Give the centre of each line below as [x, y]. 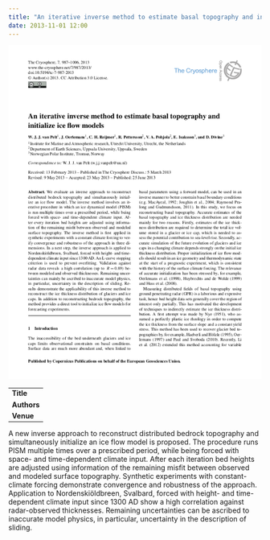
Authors [26, 404]
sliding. [20, 528]
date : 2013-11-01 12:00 [48, 25]
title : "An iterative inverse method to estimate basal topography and [131, 17]
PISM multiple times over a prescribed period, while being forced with [124, 451]
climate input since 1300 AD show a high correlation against [145, 502]
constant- [231, 476]
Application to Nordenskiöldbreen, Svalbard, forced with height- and [121, 493]
